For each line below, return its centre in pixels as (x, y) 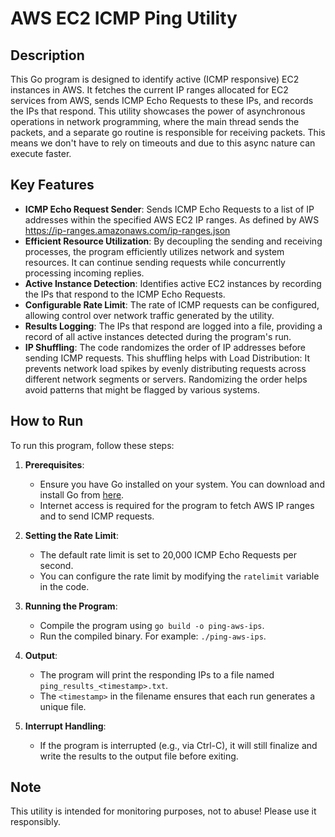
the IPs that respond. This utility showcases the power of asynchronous (158, 111)
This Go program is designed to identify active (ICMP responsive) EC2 (155, 79)
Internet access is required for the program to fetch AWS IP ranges (177, 505)
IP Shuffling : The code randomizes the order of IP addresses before (165, 347)
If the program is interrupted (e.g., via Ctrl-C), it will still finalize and (178, 745)
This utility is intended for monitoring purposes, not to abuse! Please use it (163, 811)
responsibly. (35, 822)
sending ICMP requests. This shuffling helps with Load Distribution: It (167, 358)
